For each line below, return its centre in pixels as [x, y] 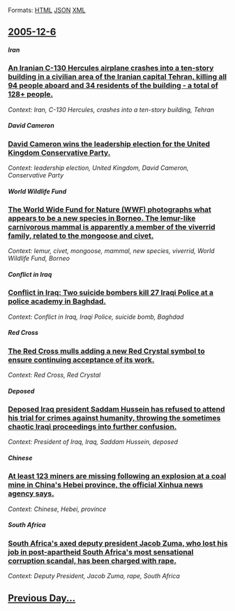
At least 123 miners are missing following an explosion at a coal [117, 476]
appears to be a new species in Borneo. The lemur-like [102, 218]
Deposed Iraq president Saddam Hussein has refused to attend [116, 410]
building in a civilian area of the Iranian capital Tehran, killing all [117, 77]
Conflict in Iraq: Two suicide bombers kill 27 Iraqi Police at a [111, 293]
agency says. [31, 494]
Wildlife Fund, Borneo [39, 259]
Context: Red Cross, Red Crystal [54, 375]
